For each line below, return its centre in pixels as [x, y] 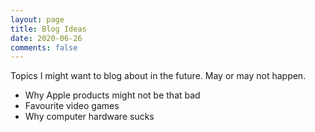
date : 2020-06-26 [46, 38]
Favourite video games [72, 106]
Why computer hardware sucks [89, 117]
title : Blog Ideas [48, 29]
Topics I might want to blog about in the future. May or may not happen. [158, 76]
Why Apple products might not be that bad [112, 95]
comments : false [44, 47]
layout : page [37, 19]
